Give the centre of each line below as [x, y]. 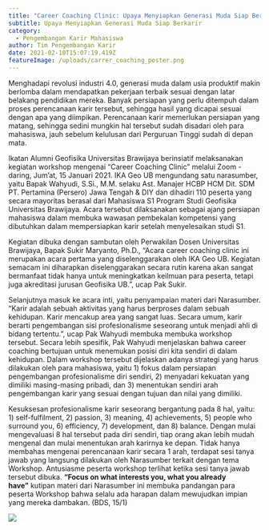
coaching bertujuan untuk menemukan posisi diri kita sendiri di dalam [123, 351]
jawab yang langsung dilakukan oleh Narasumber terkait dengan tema [124, 460]
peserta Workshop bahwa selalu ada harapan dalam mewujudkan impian [128, 494]
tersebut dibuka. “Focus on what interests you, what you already [117, 476]
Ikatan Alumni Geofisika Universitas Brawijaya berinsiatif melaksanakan [126, 158]
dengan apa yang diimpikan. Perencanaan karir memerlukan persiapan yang [134, 117]
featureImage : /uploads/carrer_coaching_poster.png [96, 61]
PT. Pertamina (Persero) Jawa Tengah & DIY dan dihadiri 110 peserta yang [130, 192]
